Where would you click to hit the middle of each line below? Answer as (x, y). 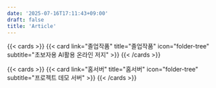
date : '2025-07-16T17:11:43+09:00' (58, 13)
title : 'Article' (32, 26)
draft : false (26, 20)
